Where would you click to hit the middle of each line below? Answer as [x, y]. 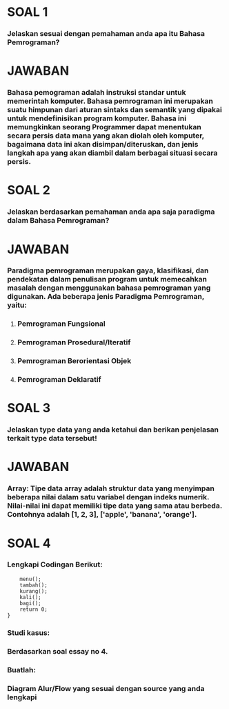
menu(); [30, 579]
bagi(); [30, 603]
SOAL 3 [29, 408]
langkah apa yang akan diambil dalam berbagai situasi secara [112, 153]
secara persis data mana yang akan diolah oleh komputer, [106, 136]
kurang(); [34, 591]
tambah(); [34, 585]
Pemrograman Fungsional [61, 324]
